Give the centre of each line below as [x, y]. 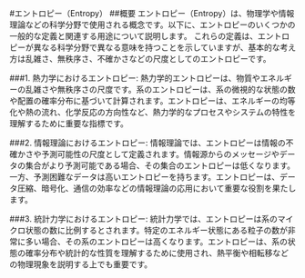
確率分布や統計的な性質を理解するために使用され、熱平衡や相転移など [157, 253]
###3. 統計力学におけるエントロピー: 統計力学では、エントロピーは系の [143, 219]
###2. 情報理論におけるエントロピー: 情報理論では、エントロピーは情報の [148, 143]
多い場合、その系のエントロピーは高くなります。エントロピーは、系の [157, 242]
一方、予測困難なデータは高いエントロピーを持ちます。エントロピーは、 [145, 177]
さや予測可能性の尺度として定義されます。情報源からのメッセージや [152, 154]
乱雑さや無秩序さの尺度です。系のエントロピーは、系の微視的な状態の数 [160, 89]
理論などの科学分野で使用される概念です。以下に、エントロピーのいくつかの [152, 25]
